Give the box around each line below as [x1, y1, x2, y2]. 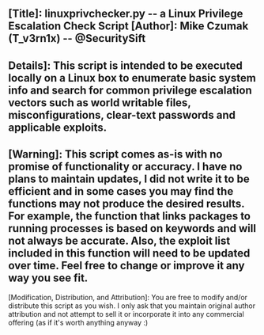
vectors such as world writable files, [8, 96, 191, 109]
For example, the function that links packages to [8, 210, 251, 223]
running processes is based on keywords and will [8, 222, 257, 235]
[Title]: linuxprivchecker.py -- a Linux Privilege [8, 7, 243, 21]
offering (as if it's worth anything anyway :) [8, 318, 149, 327]
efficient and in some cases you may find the [8, 185, 234, 198]
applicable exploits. [8, 120, 107, 134]
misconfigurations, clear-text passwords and [8, 108, 236, 122]
